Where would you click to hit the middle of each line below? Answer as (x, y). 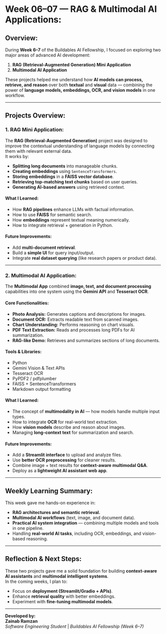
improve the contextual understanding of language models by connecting (80, 146)
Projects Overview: (35, 116)
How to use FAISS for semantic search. (52, 215)
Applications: (33, 20)
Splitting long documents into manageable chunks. (65, 166)
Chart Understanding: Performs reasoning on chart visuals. (73, 324)
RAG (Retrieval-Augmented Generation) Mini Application (72, 65)
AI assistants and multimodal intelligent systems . (57, 576)
